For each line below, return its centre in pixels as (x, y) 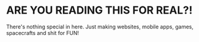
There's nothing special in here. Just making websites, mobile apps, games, (100, 27)
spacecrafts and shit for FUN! (43, 33)
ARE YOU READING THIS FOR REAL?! (99, 10)
